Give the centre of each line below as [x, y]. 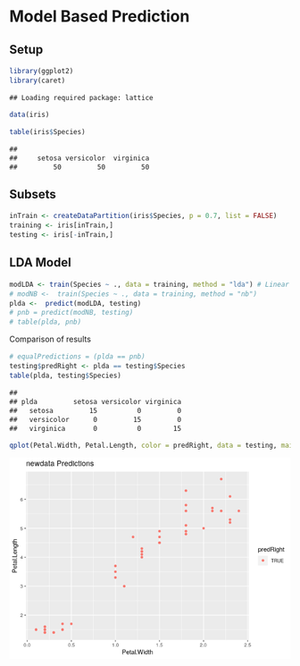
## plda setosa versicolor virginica [95, 401]
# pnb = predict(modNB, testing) [71, 313]
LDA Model [40, 262]
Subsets [33, 194]
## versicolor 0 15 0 [95, 419]
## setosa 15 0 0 [95, 410]
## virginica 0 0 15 [95, 428]
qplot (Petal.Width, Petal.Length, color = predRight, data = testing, [143, 445]
